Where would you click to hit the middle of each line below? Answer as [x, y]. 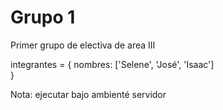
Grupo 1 [43, 17]
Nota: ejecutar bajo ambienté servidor [88, 94]
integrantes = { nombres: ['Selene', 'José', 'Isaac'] [112, 64]
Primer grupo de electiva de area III [83, 45]
